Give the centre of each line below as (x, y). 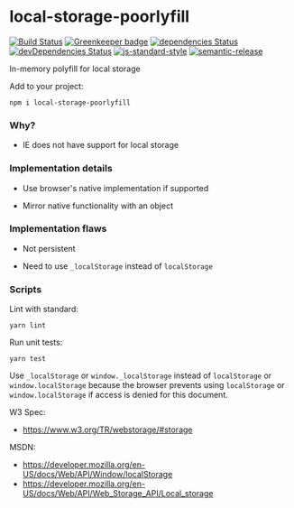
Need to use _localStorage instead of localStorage (118, 266)
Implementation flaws (58, 229)
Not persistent (49, 248)
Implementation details (61, 169)
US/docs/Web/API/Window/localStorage (97, 475)
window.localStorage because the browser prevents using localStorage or (147, 385)
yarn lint (28, 326)
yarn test (28, 359)
